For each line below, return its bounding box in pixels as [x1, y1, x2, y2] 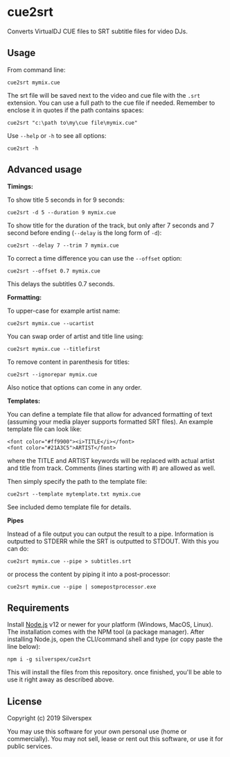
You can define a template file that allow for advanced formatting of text [7, 410, 213, 418]
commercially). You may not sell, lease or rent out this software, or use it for [7, 735, 224, 743]
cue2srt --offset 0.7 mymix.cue [7, 268, 100, 275]
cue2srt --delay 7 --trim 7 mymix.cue [7, 242, 119, 249]
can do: [7, 544, 29, 552]
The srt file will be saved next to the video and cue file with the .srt [7, 91, 201, 99]
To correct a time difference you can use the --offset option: [7, 254, 182, 262]
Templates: [7, 397, 40, 405]
